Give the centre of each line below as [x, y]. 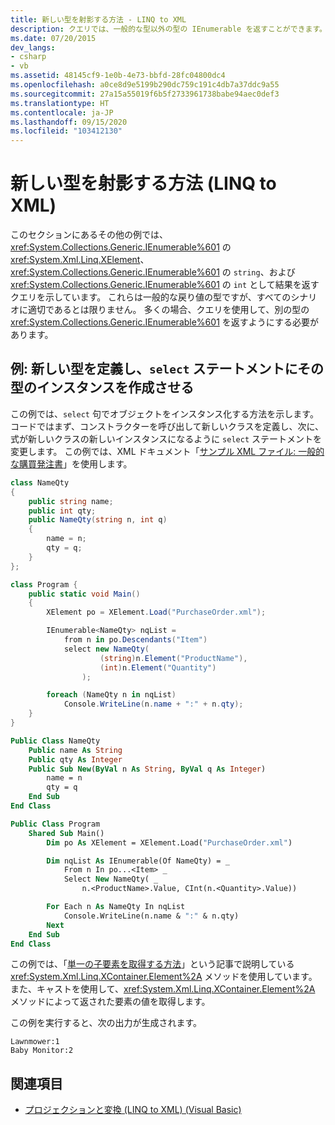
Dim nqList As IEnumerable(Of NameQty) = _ [138, 861]
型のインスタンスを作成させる [102, 387]
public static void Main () [84, 594]
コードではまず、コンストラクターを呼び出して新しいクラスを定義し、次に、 [167, 426]
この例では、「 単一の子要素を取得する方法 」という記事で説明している [152, 964]
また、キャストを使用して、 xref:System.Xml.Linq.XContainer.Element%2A [163, 989]
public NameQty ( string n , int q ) [98, 520]
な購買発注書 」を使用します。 [71, 463]
